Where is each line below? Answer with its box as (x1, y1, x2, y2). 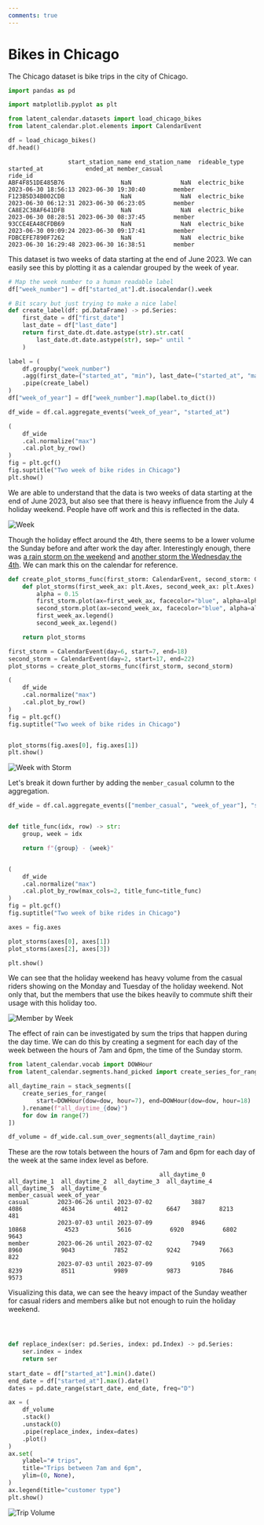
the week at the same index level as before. (8, 1155, 149, 1165)
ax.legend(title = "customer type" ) (8, 1486, 122, 1494)
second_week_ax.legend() (36, 619, 118, 628)
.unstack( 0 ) (22, 1420, 61, 1428)
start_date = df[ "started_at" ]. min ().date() (8, 1369, 156, 1377)
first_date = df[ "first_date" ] (22, 314, 125, 322)
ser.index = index (22, 1348, 82, 1356)
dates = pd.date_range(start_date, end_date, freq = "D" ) (8, 1384, 195, 1392)
